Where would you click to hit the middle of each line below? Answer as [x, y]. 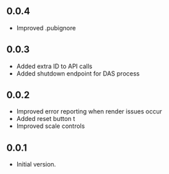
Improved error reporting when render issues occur [89, 111]
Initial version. [36, 164]
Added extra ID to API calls [54, 66]
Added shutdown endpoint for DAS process [78, 73]
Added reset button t [46, 119]
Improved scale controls [50, 126]
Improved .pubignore [46, 28]
